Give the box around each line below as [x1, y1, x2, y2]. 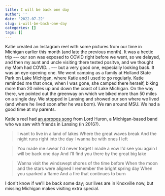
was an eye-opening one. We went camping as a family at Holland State [5, 70, 151, 75]
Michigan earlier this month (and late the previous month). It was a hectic [5, 49, 154, 55]
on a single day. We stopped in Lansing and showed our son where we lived [5, 96, 159, 101]
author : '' [5, 12, 28, 17]
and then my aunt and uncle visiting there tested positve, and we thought [5, 60, 154, 65]
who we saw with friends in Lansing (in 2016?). [5, 121, 100, 127]
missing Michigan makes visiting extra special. [5, 186, 99, 191]
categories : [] [5, 26, 36, 31]
